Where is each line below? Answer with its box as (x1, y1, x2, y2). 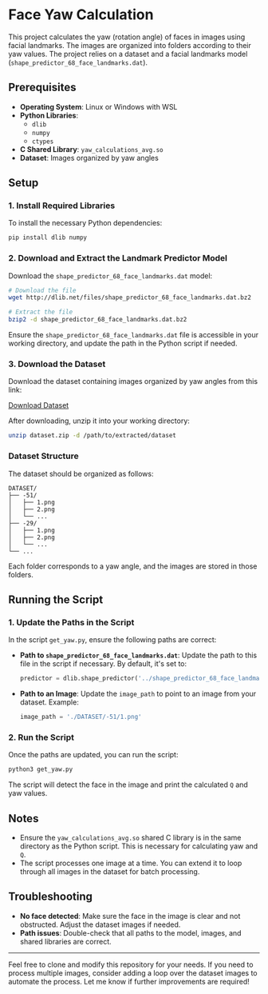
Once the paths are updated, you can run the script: (8, 750, 179, 760)
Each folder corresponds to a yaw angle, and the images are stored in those (8, 561, 258, 571)
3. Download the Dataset (8, 358, 106, 369)
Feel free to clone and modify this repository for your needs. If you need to (8, 960, 254, 969)
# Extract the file (8, 308, 73, 317)
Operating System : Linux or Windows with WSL (19, 102, 178, 111)
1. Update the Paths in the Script (8, 617, 135, 628)
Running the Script (8, 593, 104, 606)
